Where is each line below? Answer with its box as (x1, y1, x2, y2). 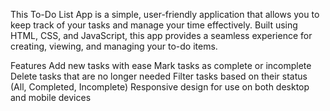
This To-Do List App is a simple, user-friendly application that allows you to (10, 9, 320, 20)
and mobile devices (10, 92, 92, 103)
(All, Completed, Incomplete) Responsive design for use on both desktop (10, 81, 310, 93)
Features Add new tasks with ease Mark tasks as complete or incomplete (10, 60, 312, 71)
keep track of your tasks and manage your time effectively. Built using (10, 19, 298, 31)
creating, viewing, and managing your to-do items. (10, 40, 218, 52)
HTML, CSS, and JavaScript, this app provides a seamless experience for (10, 30, 313, 41)
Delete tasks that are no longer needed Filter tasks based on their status (10, 70, 308, 82)
